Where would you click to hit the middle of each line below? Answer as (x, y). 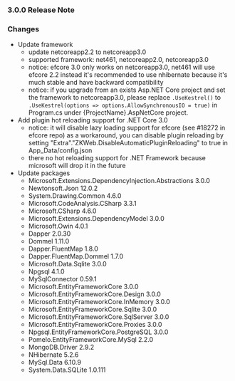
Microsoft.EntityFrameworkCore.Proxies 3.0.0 (95, 325)
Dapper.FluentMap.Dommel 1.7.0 (76, 256)
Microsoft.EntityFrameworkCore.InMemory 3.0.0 (99, 302)
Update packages (44, 173)
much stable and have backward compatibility (96, 83)
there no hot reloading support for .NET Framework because (117, 158)
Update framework (45, 45)
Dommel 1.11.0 (49, 241)
